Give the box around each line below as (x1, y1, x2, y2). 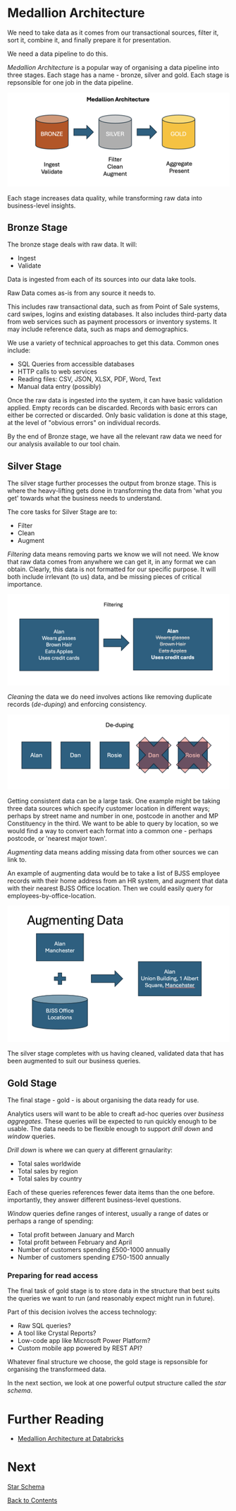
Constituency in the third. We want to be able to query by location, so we (7, 819, 218, 828)
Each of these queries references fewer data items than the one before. (7, 1188, 215, 1197)
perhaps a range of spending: (7, 1217, 94, 1226)
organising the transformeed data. (7, 1365, 107, 1374)
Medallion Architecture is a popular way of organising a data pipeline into (7, 63, 220, 71)
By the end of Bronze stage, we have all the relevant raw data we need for (7, 432, 223, 441)
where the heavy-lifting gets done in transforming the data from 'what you (7, 486, 223, 495)
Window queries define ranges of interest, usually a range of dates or (7, 1210, 209, 1218)
